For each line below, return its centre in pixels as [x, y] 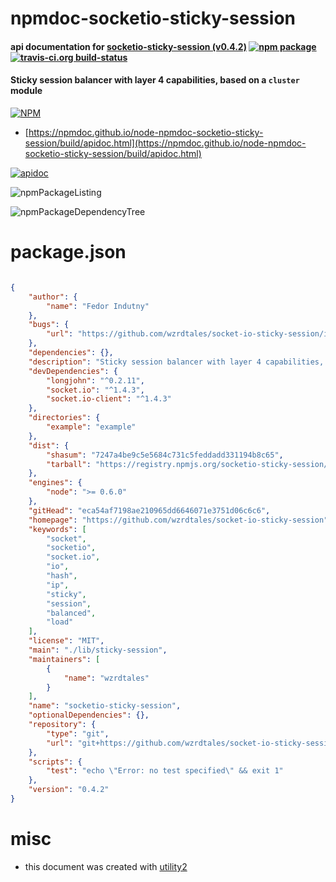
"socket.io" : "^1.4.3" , [95, 390]
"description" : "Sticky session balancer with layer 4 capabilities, [176, 362]
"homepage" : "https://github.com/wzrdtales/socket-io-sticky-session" [178, 520]
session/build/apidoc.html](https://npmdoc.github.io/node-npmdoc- [165, 143]
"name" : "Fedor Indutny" [98, 306]
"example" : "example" [91, 427]
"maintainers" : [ [64, 659]
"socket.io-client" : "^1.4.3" [109, 399]
